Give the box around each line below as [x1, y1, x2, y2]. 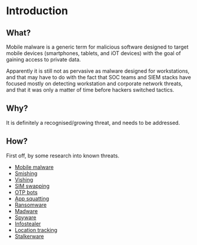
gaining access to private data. [6, 56, 81, 63]
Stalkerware [14, 233, 44, 240]
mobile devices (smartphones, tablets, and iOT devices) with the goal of [6, 50, 181, 57]
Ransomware [14, 201, 47, 208]
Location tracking [14, 226, 58, 233]
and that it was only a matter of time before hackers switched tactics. [6, 86, 175, 93]
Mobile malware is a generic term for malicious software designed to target [6, 43, 189, 50]
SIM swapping [14, 182, 50, 189]
